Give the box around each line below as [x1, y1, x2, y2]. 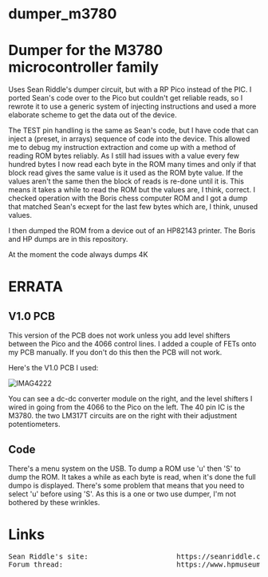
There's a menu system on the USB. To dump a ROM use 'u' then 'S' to [8, 464, 242, 473]
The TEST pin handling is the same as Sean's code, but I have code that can [8, 125, 259, 136]
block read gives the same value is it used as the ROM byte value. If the [8, 168, 243, 178]
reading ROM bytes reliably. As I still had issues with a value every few [8, 151, 239, 160]
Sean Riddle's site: [8, 551, 89, 561]
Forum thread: [8, 559, 64, 569]
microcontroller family [8, 58, 160, 77]
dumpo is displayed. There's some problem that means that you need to [8, 480, 245, 490]
